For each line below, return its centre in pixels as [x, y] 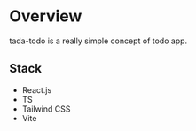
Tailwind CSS [46, 109]
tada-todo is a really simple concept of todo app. [98, 41]
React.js [37, 89]
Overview [46, 16]
